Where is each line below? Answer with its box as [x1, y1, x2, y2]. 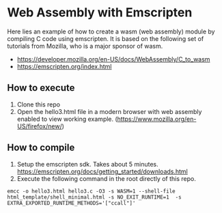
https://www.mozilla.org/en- [117, 115, 197, 123]
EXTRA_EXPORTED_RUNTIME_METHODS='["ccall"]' [7, 199, 136, 206]
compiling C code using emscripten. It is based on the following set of [7, 34, 204, 42]
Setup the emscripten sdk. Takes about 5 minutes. [16, 160, 158, 168]
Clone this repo [16, 100, 60, 109]
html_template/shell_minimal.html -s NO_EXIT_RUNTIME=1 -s [7, 193, 182, 201]
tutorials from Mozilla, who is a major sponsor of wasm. [7, 42, 163, 50]
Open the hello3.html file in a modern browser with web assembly [16, 107, 202, 115]
